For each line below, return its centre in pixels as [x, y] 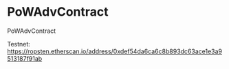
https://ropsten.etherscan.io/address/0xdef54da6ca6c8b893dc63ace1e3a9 [115, 51]
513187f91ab [25, 58]
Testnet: [19, 44]
